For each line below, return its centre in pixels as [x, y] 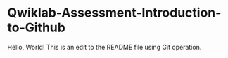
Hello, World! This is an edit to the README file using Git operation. [104, 47]
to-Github [36, 28]
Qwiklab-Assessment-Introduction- [114, 13]
